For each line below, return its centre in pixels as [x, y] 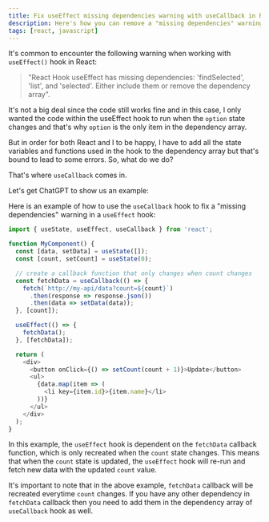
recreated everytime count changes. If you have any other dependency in [129, 494]
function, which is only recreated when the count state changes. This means [134, 453]
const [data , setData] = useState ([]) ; [82, 252]
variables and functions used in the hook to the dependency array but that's [134, 151]
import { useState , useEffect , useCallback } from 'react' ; [111, 229]
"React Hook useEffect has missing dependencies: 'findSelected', [136, 78]
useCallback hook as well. [51, 511]
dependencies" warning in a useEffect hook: [82, 215]
